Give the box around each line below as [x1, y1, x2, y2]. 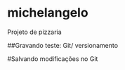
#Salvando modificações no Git [7, 54, 98, 63]
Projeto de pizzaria [7, 28, 62, 36]
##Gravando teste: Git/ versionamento [7, 41, 118, 49]
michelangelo [7, 5, 89, 21]
